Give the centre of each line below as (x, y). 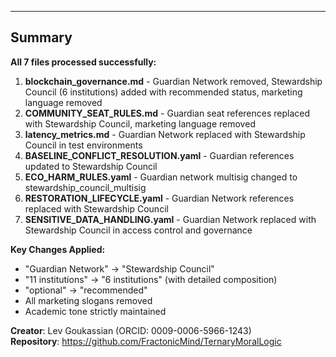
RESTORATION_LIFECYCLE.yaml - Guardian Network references (159, 198)
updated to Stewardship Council (91, 166)
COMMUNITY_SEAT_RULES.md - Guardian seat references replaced (167, 113)
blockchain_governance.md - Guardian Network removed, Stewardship (173, 81)
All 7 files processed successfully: (83, 62)
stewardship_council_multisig (85, 187)
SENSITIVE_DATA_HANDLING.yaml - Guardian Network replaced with (170, 219)
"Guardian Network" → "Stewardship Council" (119, 268)
